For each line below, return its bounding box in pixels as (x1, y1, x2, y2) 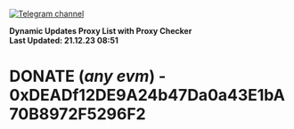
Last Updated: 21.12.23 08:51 (9, 36, 118, 45)
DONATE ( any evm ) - (9, 67, 167, 86)
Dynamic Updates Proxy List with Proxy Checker (9, 26, 192, 36)
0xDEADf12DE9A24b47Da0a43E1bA (9, 85, 285, 106)
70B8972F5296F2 (9, 104, 146, 125)
